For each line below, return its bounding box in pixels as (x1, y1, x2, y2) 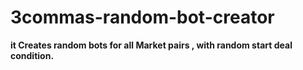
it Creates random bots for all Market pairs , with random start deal (10, 39, 293, 51)
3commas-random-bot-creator (10, 6, 275, 29)
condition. (10, 49, 55, 61)
